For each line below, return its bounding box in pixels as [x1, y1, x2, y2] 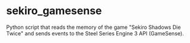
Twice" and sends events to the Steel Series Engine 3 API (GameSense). [6, 29, 184, 37]
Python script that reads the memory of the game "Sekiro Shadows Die [6, 24, 181, 31]
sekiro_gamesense [6, 4, 102, 18]
